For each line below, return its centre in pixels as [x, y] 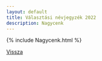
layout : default [27, 12]
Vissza [15, 52]
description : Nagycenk [35, 23]
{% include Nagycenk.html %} [44, 40]
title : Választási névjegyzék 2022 [51, 18]
